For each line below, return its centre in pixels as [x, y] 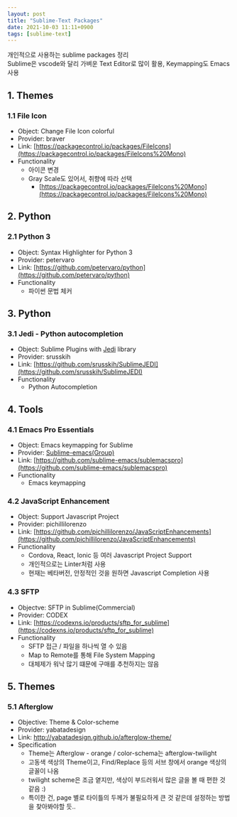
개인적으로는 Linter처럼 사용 [67, 564]
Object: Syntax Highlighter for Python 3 [75, 252]
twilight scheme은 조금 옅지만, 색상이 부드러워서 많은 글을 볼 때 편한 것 [127, 780]
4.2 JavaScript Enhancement [59, 501]
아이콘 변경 [43, 169]
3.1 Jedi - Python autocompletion [65, 333]
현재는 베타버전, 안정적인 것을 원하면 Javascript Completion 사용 [119, 573]
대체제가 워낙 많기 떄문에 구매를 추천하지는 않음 [94, 664]
